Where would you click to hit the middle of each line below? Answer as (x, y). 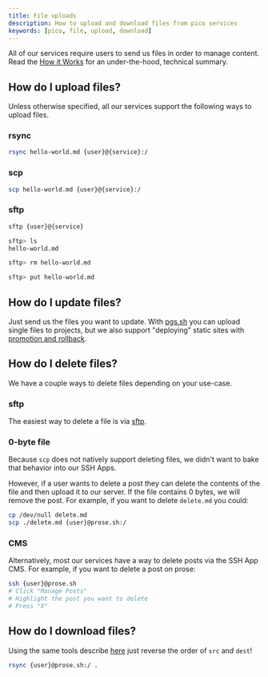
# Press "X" (28, 606)
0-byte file (29, 442)
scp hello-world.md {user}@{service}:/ (75, 189)
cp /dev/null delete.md (48, 515)
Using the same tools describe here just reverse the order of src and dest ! (130, 651)
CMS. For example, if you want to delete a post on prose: (102, 569)
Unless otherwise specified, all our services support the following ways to (130, 107)
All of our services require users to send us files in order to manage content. (134, 54)
